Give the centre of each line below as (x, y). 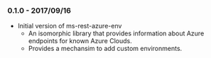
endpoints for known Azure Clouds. (80, 41)
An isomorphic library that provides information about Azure (116, 33)
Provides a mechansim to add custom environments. (105, 49)
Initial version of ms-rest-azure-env (70, 26)
